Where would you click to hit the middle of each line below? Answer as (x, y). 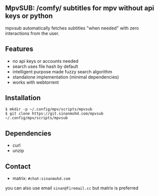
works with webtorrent (35, 82)
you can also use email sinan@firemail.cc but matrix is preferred (72, 188)
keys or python (29, 16)
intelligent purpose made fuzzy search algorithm (62, 71)
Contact (18, 166)
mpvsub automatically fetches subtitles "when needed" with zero (72, 28)
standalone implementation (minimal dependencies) (66, 77)
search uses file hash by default (45, 66)
